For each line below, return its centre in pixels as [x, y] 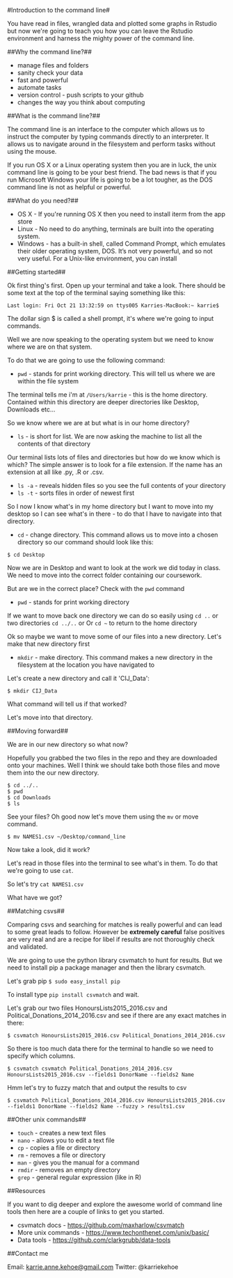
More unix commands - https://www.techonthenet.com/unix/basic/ [113, 1232]
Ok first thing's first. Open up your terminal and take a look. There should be [116, 285]
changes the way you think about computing [81, 102]
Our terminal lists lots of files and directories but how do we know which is [114, 457]
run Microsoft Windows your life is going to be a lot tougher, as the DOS [110, 180]
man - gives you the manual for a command [78, 1162]
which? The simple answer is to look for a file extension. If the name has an [115, 465]
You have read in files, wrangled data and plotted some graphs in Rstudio [112, 23]
